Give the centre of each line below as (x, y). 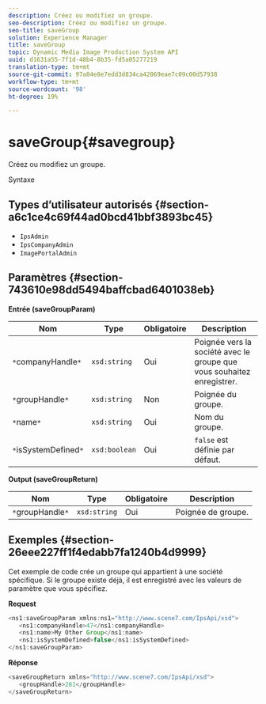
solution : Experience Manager (58, 38)
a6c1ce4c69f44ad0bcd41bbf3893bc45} (111, 217)
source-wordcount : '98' (47, 89)
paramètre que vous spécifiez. (58, 588)
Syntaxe (22, 180)
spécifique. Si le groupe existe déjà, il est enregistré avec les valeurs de (125, 580)
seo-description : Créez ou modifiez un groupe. (88, 23)
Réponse (23, 662)
